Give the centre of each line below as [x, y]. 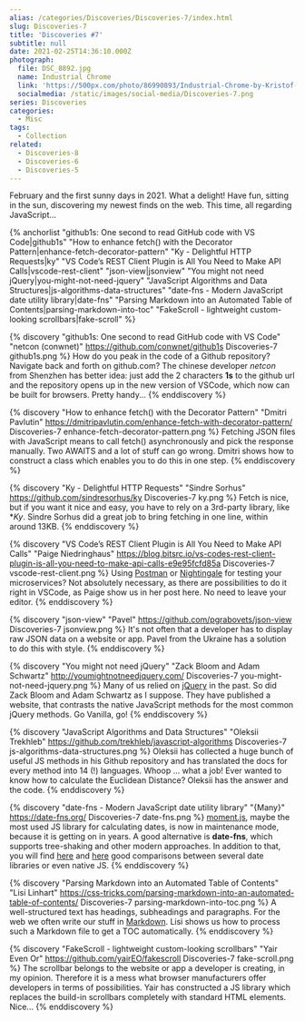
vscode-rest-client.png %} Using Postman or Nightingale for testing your [146, 573]
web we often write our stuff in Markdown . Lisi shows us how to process [145, 922]
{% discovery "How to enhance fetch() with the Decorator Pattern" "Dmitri [148, 412]
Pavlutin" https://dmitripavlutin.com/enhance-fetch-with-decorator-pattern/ [151, 422]
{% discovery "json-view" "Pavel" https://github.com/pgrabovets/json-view [151, 620]
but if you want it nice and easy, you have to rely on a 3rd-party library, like [150, 507]
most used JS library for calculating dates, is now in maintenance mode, [144, 827]
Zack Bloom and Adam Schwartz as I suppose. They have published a [140, 695]
